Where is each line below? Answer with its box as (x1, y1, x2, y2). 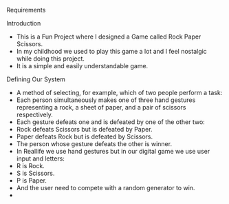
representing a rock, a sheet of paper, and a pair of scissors (16, 103, 186, 111)
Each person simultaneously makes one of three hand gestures (16, 96, 196, 104)
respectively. (16, 110, 53, 119)
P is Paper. (16, 176, 47, 185)
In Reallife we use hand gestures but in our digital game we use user (16, 147, 210, 155)
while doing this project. (16, 54, 85, 63)
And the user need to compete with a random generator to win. (16, 184, 195, 192)
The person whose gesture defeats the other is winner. (16, 140, 173, 147)
